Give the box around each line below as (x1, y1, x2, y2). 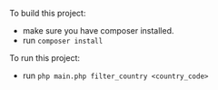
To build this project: (9, 8, 86, 18)
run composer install (22, 35, 104, 45)
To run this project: (9, 53, 80, 63)
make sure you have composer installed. (22, 25, 174, 35)
